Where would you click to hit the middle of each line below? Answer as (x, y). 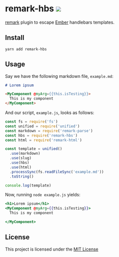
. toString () (22, 176)
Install (15, 38)
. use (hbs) (19, 163)
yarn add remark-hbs (26, 49)
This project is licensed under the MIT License (52, 249)
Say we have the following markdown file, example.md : (59, 76)
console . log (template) (28, 185)
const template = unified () (34, 149)
